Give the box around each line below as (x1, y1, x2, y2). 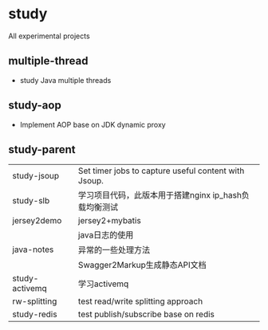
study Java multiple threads (19, 75, 112, 84)
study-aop (8, 99, 61, 112)
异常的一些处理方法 (78, 245, 151, 256)
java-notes (12, 244, 54, 255)
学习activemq (78, 278, 129, 289)
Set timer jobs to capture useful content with (78, 165, 245, 176)
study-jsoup (12, 171, 60, 182)
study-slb (12, 195, 50, 206)
